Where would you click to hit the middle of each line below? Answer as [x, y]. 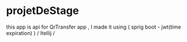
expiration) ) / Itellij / [30, 33]
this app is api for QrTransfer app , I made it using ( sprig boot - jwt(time [94, 27]
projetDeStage [43, 11]
